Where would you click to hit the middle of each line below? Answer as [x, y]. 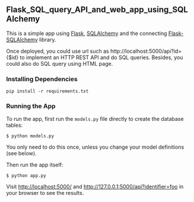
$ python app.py [26, 176]
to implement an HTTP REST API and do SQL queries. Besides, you [101, 57]
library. [47, 39]
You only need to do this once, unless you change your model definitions [95, 147]
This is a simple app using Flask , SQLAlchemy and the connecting [87, 33]
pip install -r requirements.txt [47, 91]
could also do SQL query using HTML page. [60, 63]
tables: [15, 125]
